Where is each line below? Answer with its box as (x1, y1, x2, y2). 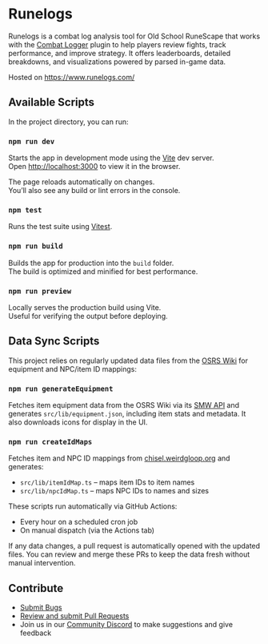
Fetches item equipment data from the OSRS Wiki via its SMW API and (8, 400, 240, 410)
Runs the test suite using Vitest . (8, 222, 113, 231)
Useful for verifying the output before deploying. (8, 311, 168, 320)
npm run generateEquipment (8, 384, 114, 393)
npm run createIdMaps (8, 437, 93, 446)
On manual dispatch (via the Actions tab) (19, 525, 154, 535)
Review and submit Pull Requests (19, 611, 130, 621)
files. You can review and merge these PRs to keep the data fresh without (8, 549, 250, 559)
